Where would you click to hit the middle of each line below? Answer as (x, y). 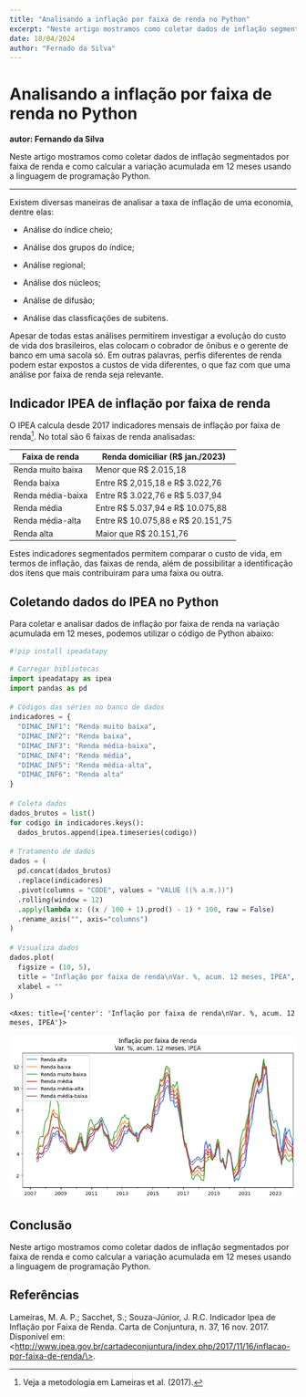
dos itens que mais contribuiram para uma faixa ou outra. (117, 573)
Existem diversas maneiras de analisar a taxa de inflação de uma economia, (152, 203)
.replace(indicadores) (61, 881)
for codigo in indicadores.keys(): (77, 823)
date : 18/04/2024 (42, 38)
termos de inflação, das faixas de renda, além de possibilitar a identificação (151, 563)
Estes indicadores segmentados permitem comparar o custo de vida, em (146, 554)
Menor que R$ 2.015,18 (141, 470)
